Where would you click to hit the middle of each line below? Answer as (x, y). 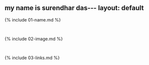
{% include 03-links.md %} (32, 58)
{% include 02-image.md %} (34, 39)
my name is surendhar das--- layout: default (74, 8)
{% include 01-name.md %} (33, 20)
